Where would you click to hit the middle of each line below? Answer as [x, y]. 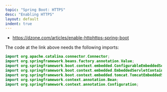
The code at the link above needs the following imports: [62, 47]
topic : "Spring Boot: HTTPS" [35, 10]
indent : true [19, 24]
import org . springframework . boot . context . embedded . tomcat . [68, 75]
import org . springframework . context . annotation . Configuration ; [72, 84]
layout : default [22, 19]
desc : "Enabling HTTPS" [30, 14]
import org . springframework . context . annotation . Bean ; [62, 80]
